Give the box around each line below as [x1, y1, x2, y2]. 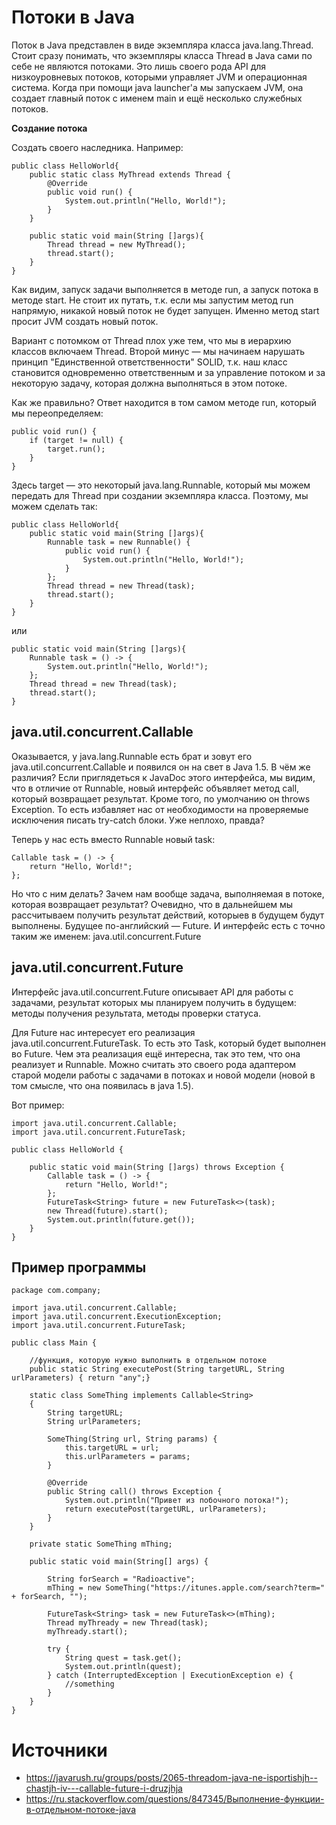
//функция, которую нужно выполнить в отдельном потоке [29, 1356, 268, 1366]
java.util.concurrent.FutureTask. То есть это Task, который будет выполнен [11, 1037, 326, 1049]
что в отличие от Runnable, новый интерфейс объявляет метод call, [11, 782, 300, 794]
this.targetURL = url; [64, 1443, 160, 1453]
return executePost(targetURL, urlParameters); [64, 1504, 268, 1515]
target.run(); [47, 444, 106, 454]
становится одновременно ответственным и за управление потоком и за [11, 366, 326, 378]
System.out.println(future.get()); [47, 1214, 196, 1225]
